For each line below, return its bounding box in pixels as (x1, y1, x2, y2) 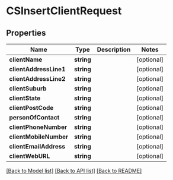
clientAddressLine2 (9, 75, 66, 83)
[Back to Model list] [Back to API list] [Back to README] (6, 168, 142, 174)
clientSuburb (9, 84, 47, 93)
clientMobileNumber (9, 132, 69, 141)
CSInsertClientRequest (6, 4, 122, 18)
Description (97, 46, 131, 53)
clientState (9, 94, 41, 102)
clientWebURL (9, 152, 50, 160)
